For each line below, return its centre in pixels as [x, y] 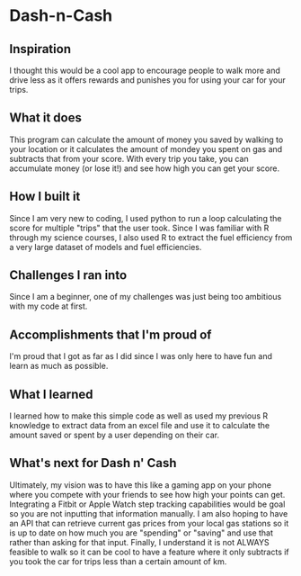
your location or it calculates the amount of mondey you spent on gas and [146, 148]
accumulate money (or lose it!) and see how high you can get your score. [145, 168]
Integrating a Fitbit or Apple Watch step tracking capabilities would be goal [147, 504]
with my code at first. [49, 306]
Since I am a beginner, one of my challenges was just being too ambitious [146, 297]
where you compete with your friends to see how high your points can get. [147, 494]
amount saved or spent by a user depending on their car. [115, 435]
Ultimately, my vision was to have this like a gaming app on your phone [141, 485]
